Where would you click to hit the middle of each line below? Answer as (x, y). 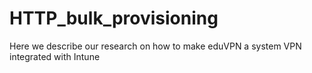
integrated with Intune (55, 56)
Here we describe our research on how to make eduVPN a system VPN (155, 46)
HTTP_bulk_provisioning (114, 18)
